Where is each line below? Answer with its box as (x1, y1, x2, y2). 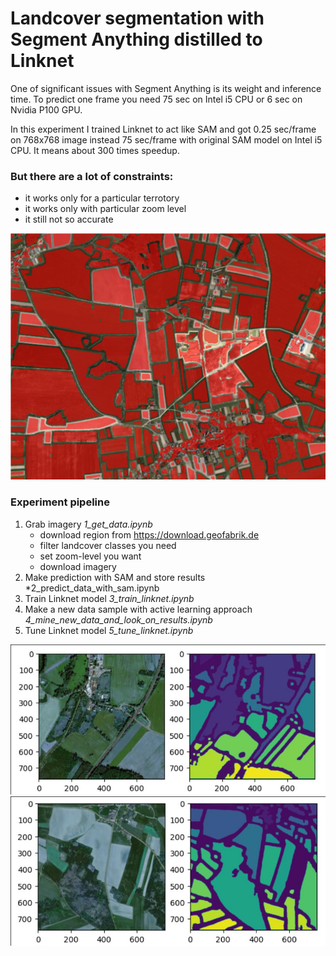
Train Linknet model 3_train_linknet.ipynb (24, 592, 195, 604)
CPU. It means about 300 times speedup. (10, 144, 180, 156)
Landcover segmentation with (10, 7, 265, 30)
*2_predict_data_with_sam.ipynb (24, 582, 160, 594)
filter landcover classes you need (39, 539, 177, 551)
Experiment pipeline (10, 495, 110, 509)
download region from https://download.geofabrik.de (39, 528, 260, 541)
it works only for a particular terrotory (24, 192, 180, 204)
